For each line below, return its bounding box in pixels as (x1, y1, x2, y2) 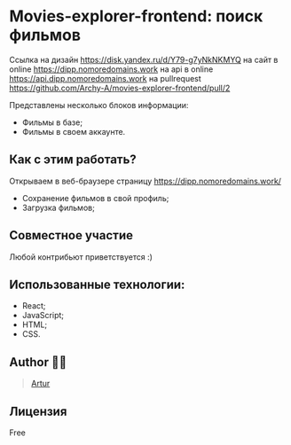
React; (21, 301, 46, 311)
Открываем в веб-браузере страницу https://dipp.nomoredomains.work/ (9, 176, 282, 186)
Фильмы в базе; (21, 117, 83, 128)
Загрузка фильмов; (21, 202, 95, 213)
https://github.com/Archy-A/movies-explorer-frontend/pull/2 (9, 82, 231, 93)
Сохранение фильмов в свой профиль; (21, 192, 169, 203)
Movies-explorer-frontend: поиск (9, 6, 263, 27)
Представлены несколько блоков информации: (9, 99, 189, 110)
